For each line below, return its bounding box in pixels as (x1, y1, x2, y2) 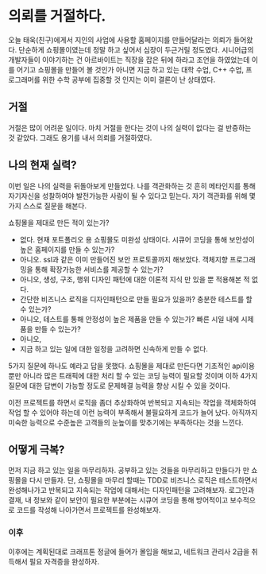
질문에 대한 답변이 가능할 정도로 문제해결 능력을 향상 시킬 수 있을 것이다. (8, 381, 230, 390)
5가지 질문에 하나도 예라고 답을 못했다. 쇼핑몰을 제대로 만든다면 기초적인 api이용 (8, 361, 256, 370)
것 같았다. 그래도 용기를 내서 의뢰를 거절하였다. (8, 133, 152, 142)
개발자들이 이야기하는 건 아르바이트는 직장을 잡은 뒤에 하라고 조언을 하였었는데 (8, 55, 250, 64)
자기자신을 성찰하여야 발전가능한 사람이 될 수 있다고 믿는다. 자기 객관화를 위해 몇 (8, 191, 256, 200)
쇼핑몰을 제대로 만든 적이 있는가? (8, 218, 110, 227)
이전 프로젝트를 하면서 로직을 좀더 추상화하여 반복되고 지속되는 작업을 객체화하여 (8, 398, 256, 407)
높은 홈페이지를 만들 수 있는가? (19, 244, 115, 254)
